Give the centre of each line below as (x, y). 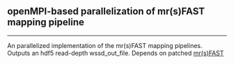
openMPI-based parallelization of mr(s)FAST (106, 11)
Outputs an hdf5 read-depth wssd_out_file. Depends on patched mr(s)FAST (116, 53)
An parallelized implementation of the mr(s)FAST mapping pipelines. (105, 45)
